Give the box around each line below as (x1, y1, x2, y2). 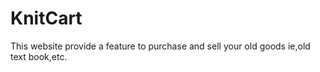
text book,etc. (10, 50, 68, 62)
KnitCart (10, 7, 83, 30)
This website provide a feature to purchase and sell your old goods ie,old (10, 40, 311, 52)
